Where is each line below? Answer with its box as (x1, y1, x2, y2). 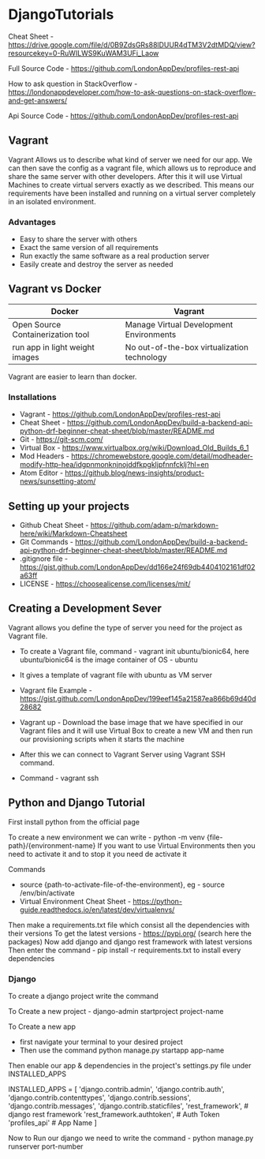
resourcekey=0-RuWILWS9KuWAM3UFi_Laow (8, 48, 159, 58)
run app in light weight (12, 342, 95, 353)
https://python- (132, 896, 183, 906)
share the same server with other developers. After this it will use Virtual (8, 171, 243, 181)
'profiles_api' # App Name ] (8, 1118, 97, 1127)
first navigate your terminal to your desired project (19, 1037, 184, 1046)
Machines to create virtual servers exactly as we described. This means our (8, 180, 255, 189)
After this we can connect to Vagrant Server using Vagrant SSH (19, 750, 226, 759)
